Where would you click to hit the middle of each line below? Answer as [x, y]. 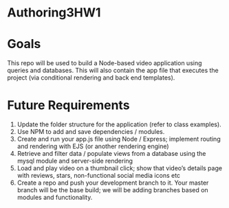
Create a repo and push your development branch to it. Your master [113, 183]
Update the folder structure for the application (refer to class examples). [119, 124]
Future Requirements [68, 105]
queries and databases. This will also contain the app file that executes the [113, 71]
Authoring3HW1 [54, 13]
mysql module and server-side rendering [75, 161]
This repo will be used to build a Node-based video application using [105, 63]
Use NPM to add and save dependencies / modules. [91, 132]
